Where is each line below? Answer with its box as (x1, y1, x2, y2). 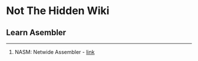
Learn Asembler (6, 28, 67, 38)
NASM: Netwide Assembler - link (14, 49, 95, 55)
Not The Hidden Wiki (6, 4, 110, 18)
